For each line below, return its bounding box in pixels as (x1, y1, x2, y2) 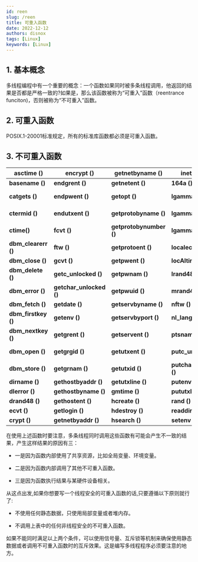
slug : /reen (6, 14, 35, 20)
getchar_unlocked (54, 283, 106, 291)
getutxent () (111, 347, 146, 356)
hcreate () (111, 397, 140, 405)
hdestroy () (111, 407, 143, 415)
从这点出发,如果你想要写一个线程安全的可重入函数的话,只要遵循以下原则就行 (6, 490, 190, 497)
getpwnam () (111, 270, 148, 278)
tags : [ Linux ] (6, 36, 41, 42)
